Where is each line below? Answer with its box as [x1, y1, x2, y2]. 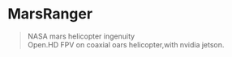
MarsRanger [7, 5, 93, 23]
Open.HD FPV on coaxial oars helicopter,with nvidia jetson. [27, 39, 225, 49]
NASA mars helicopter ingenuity [27, 31, 135, 41]
